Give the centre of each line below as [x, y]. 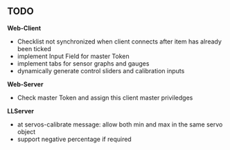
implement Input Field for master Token [73, 56]
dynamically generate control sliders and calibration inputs [101, 71]
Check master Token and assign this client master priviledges [105, 97]
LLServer [21, 111]
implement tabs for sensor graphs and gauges [83, 63]
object [26, 131]
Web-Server [25, 84]
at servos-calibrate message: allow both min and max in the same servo [120, 124]
